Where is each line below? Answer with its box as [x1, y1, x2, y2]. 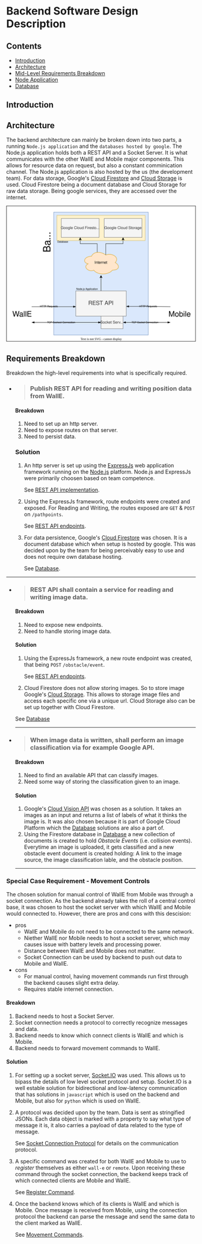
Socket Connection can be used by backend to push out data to [23, 953, 182, 961]
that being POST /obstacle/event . [23, 661, 105, 668]
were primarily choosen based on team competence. [23, 474, 155, 482]
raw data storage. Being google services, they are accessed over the [6, 188, 177, 195]
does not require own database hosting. [23, 553, 123, 560]
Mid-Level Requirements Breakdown [14, 70, 105, 76]
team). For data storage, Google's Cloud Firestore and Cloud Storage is [6, 174, 182, 182]
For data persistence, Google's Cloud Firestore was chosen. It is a [23, 534, 188, 541]
